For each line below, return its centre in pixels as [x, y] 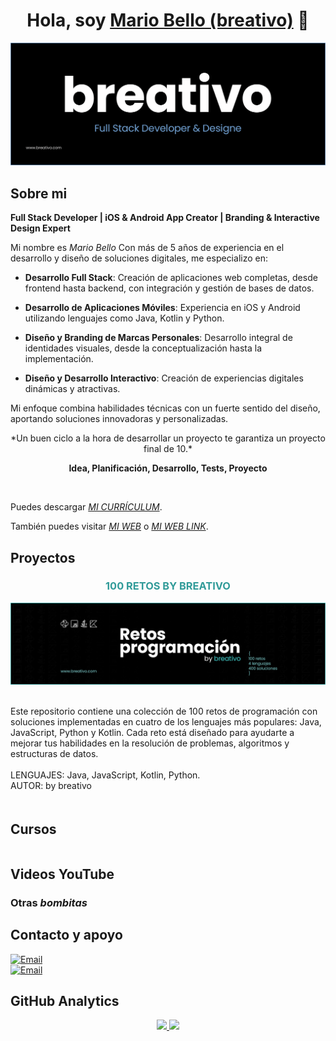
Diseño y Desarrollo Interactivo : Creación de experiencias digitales [164, 378]
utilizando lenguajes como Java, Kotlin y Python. [124, 318]
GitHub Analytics [65, 1001]
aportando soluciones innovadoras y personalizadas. [119, 419]
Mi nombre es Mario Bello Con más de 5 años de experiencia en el [147, 248]
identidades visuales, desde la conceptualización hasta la [143, 348]
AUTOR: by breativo [51, 785]
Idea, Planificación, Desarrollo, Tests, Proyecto [168, 468]
